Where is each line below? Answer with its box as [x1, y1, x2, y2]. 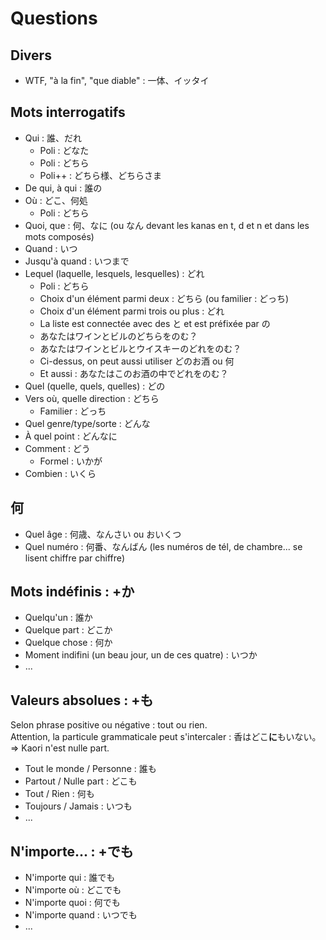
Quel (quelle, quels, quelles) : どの [24, 380, 166, 392]
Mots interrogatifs [10, 104, 126, 121]
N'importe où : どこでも [24, 884, 122, 896]
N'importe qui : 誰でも [24, 872, 116, 884]
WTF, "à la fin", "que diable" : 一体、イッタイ [24, 75, 210, 86]
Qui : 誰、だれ [24, 132, 83, 144]
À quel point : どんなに [24, 430, 118, 442]
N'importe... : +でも [10, 843, 134, 860]
